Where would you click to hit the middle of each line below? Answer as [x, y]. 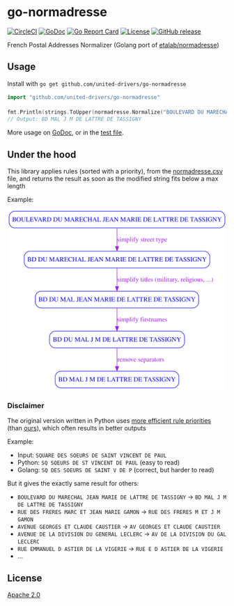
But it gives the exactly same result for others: [73, 483]
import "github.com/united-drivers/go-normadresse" [84, 97]
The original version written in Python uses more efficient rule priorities [109, 421]
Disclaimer [26, 405]
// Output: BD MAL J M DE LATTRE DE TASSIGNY [74, 119]
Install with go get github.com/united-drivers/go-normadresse [97, 84]
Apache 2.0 [24, 595]
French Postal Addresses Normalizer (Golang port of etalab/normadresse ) [113, 45]
